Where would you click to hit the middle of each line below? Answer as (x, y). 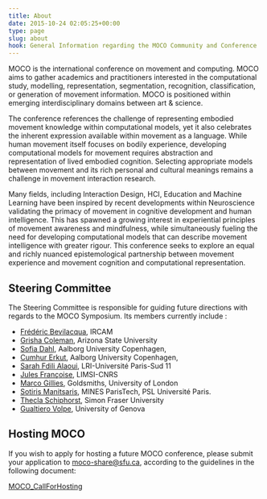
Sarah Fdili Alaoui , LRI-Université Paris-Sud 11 (95, 366)
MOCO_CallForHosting (45, 486)
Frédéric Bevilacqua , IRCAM (66, 331)
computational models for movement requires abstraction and (111, 153)
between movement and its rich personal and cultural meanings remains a (131, 170)
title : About (30, 16)
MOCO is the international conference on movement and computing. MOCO (133, 69)
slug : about (28, 38)
